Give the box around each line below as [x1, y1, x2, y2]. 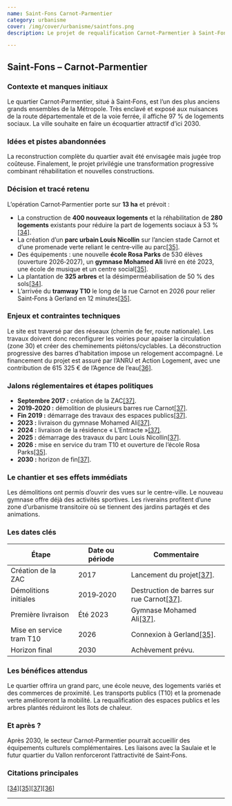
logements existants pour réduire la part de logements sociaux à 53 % [17, 220, 219, 229]
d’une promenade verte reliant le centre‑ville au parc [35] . [17, 242, 180, 251]
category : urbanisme [7, 17, 67, 23]
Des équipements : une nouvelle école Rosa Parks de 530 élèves [17, 250, 203, 258]
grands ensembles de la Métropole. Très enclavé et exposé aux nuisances [7, 104, 219, 113]
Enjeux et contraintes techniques [7, 311, 121, 321]
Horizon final [10, 645, 52, 655]
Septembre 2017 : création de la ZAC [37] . [17, 396, 137, 405]
